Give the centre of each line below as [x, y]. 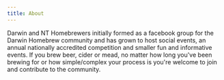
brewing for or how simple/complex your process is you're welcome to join [112, 62]
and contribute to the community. [54, 69]
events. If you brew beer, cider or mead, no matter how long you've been [110, 55]
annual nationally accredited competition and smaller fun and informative [110, 47]
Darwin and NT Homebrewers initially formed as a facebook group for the [110, 33]
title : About [26, 13]
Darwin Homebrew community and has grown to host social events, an [107, 40]
